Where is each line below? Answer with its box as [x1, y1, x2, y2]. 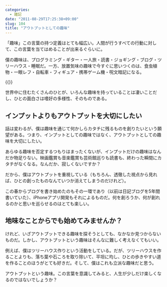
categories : [5, 7, 30, 12]
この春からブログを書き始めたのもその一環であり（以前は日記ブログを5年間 [5, 188, 160, 194]
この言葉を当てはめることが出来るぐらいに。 [13, 46, 105, 52]
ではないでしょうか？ [13, 277, 58, 283]
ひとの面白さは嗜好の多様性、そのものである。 [13, 95, 110, 102]
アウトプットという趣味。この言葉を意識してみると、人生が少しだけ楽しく [5, 270, 158, 276]
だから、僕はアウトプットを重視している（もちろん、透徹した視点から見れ [5, 171, 158, 177]
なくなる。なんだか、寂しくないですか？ [18, 161, 101, 167]
